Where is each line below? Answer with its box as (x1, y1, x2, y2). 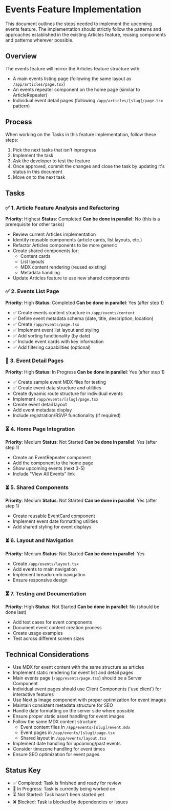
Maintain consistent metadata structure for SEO (12, 702, 114, 708)
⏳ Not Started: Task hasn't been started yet (12, 791, 104, 797)
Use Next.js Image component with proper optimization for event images (12, 696, 166, 703)
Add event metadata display (12, 407, 72, 413)
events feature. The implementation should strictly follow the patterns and (5, 26, 161, 32)
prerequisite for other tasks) (5, 221, 65, 228)
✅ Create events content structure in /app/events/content (12, 309, 135, 315)
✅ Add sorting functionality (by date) (12, 332, 91, 338)
